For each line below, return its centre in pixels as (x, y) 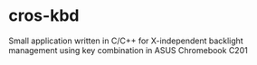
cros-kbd (44, 16)
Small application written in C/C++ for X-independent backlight (126, 41)
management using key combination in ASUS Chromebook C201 (128, 50)
